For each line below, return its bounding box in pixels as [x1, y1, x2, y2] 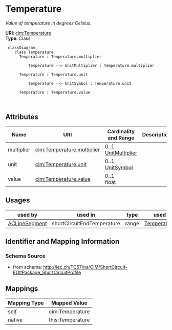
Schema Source [5, 252, 46, 260]
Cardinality [107, 128, 135, 135]
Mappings [5, 284, 38, 293]
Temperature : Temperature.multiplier [18, 54, 102, 59]
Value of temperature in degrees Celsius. [5, 20, 92, 26]
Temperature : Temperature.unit [18, 72, 88, 77]
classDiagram [7, 45, 36, 50]
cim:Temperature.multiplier [35, 146, 100, 153]
